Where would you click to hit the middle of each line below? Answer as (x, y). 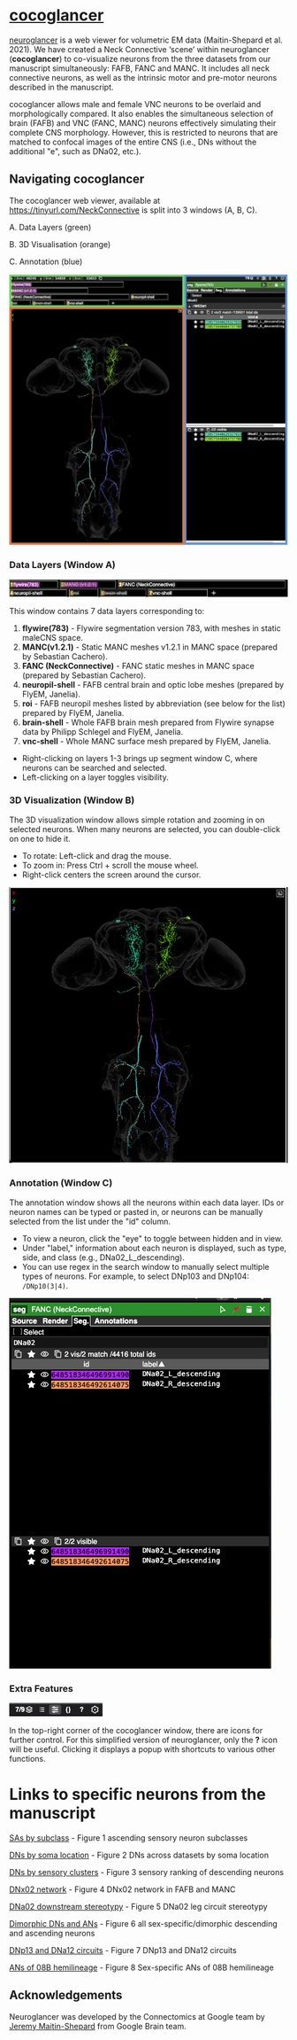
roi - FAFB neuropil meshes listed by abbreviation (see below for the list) (153, 704)
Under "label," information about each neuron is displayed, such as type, (154, 1248)
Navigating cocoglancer (77, 179)
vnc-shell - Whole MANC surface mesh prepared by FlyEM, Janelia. (146, 742)
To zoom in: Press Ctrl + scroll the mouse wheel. (110, 865)
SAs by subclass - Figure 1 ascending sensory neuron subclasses (129, 1838)
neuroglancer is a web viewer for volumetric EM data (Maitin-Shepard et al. (146, 40)
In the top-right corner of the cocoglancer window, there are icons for (136, 1731)
